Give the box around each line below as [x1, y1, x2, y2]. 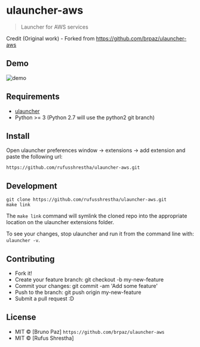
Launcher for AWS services [20, 23, 88, 30]
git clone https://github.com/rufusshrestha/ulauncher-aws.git [6, 197, 167, 203]
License [6, 312, 36, 323]
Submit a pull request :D [14, 295, 75, 302]
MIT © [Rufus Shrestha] [14, 334, 74, 342]
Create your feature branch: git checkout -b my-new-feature [14, 276, 164, 283]
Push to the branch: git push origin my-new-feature [14, 289, 141, 296]
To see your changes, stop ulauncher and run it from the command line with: [6, 230, 194, 237]
